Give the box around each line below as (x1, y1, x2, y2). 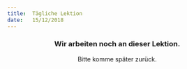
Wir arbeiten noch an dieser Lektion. (54, 39, 181, 49)
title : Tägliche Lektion (7, 10, 82, 17)
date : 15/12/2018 (7, 17, 64, 23)
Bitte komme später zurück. (77, 55, 157, 63)
